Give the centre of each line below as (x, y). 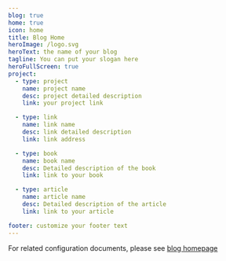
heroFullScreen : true (44, 67)
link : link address (54, 139)
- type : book (36, 153)
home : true (26, 23)
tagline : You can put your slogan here (73, 60)
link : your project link (63, 103)
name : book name (49, 161)
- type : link (36, 118)
